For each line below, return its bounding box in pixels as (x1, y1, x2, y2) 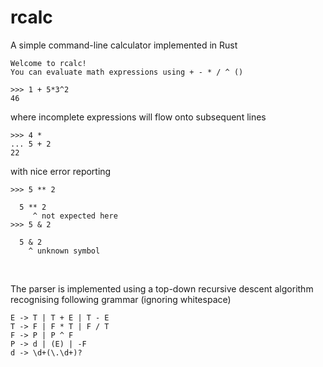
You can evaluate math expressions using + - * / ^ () (10, 67, 244, 77)
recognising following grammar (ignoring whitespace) (10, 293, 232, 305)
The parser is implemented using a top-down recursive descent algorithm (10, 282, 314, 295)
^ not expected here (32, 211, 118, 221)
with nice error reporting (10, 165, 112, 177)
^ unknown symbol (28, 246, 101, 256)
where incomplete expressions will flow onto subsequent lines (10, 111, 267, 123)
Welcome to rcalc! (10, 58, 87, 68)
